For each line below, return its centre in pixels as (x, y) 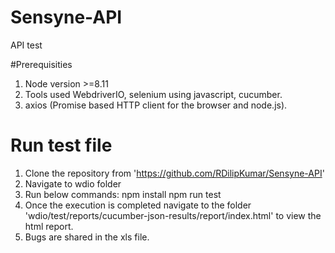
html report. (49, 226)
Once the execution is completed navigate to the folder (138, 205)
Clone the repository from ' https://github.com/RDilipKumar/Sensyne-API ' (174, 173)
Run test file (61, 145)
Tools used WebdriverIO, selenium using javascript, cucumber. (153, 94)
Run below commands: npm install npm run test (123, 194)
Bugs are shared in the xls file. (87, 237)
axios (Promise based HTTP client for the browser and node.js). (156, 105)
